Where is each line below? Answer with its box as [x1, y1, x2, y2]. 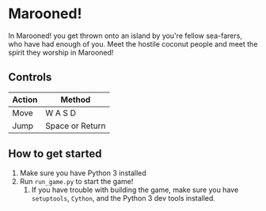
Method [60, 94, 91, 105]
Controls [8, 70, 52, 84]
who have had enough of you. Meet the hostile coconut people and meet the [8, 39, 258, 48]
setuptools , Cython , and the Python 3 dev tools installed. [31, 193, 216, 202]
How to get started [8, 147, 102, 160]
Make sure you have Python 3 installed [19, 168, 146, 178]
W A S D [44, 107, 77, 119]
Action [12, 94, 38, 105]
